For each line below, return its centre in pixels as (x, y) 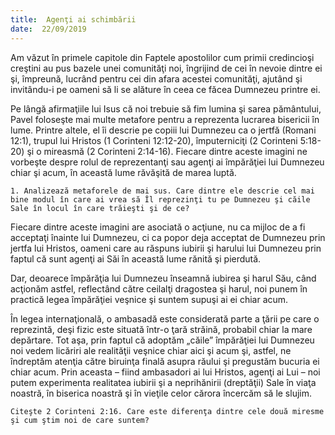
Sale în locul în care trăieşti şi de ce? (100, 208)
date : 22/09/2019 (48, 29)
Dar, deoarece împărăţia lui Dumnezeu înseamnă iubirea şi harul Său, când (163, 278)
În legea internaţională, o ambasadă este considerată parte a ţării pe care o (165, 318)
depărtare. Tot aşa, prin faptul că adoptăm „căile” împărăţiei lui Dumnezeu (162, 340)
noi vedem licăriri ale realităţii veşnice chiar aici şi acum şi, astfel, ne (151, 350)
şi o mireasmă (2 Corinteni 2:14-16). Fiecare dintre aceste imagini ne (167, 151)
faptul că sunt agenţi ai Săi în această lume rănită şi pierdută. (136, 258)
